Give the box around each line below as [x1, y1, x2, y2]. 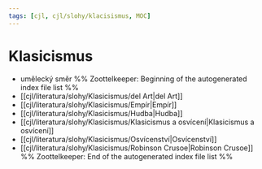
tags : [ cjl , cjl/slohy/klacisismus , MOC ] [8, 11, 151, 20]
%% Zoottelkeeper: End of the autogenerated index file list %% [20, 151, 234, 161]
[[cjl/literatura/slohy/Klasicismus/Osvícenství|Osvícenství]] [20, 134, 217, 144]
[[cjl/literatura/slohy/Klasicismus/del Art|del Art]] [20, 91, 183, 101]
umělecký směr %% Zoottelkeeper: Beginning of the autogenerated [20, 74, 247, 84]
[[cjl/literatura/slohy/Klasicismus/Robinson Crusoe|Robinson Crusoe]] [20, 143, 254, 153]
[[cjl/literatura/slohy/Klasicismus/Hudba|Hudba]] [20, 108, 183, 118]
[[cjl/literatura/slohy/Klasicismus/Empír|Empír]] [20, 99, 177, 110]
